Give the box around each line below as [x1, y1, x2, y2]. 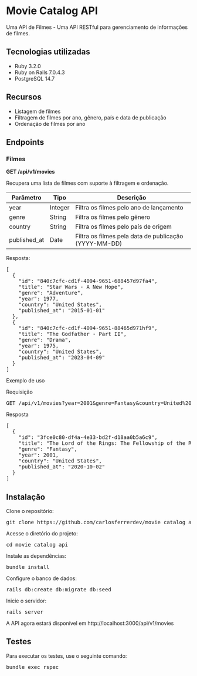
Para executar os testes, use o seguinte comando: [6, 652, 127, 660]
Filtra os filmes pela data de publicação [75, 232, 184, 241]
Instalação [6, 492, 46, 502]
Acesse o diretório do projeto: [6, 530, 78, 537]
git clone [6, 519, 34, 526]
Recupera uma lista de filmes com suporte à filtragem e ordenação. [6, 179, 169, 187]
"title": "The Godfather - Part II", [18, 331, 127, 338]
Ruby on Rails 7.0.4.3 [14, 69, 65, 76]
